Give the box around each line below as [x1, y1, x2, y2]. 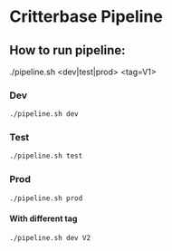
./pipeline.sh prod [9, 193, 83, 203]
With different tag [9, 213, 78, 224]
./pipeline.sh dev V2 [9, 233, 91, 242]
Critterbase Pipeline [9, 6, 163, 27]
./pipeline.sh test [9, 151, 83, 160]
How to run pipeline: [9, 43, 126, 58]
